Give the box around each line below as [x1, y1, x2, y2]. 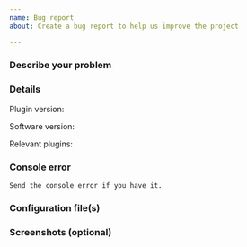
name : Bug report [9, 13, 75, 22]
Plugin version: [9, 103, 65, 114]
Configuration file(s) [9, 201, 101, 214]
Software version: [9, 120, 75, 131]
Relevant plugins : [9, 138, 74, 149]
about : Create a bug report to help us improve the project [9, 22, 240, 31]
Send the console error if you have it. [9, 181, 163, 190]
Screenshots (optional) [9, 225, 112, 238]
